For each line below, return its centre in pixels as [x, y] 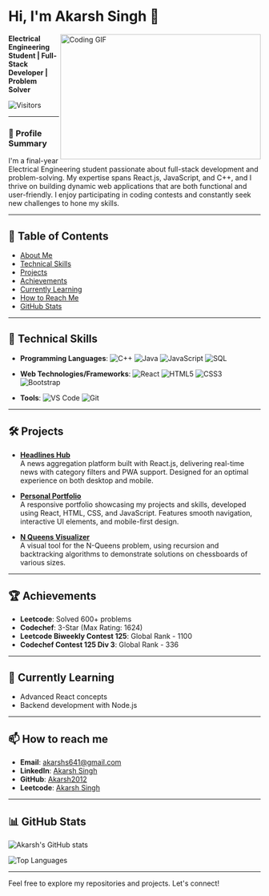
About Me [36, 255]
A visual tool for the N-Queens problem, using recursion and [119, 545]
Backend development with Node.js [78, 705]
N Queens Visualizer [55, 536]
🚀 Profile [25, 133]
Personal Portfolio [50, 496]
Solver [19, 89]
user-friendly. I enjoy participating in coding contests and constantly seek [130, 195]
